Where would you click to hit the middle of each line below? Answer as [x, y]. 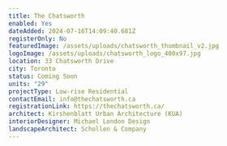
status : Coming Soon [43, 76]
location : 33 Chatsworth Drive [61, 62]
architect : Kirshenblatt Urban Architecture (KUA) [96, 114]
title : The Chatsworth [47, 16]
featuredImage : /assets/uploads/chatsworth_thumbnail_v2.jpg [114, 46]
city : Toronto [32, 69]
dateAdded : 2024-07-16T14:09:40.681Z [72, 31]
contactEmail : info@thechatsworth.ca [72, 99]
